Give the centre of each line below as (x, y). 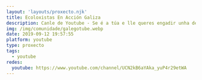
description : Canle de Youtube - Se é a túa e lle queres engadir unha (98, 23)
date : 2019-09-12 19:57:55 (40, 34)
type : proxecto (25, 46)
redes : (14, 62)
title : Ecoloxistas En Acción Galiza (54, 17)
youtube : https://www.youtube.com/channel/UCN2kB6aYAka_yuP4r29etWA (99, 68)
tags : (13, 51)
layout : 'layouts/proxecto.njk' (47, 12)
